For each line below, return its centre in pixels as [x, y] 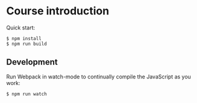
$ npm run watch [27, 94]
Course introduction [58, 11]
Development [32, 62]
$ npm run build [27, 44]
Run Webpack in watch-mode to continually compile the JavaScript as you [99, 77]
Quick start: [20, 28]
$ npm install [24, 38]
